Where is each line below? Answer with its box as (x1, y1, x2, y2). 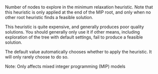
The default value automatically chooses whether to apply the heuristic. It (5, 49, 152, 55)
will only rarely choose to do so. (5, 54, 69, 60)
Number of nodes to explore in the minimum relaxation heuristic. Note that (5, 4, 153, 10)
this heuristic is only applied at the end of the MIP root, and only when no (5, 9, 151, 15)
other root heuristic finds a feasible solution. (5, 15, 94, 20)
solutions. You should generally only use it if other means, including (5, 29, 140, 35)
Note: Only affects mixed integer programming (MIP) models (5, 63, 126, 69)
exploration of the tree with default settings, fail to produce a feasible (5, 34, 143, 40)
